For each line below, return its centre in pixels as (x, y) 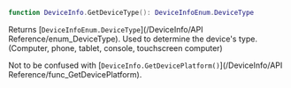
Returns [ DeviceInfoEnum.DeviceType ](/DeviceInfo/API (106, 29)
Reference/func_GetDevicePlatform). (75, 74)
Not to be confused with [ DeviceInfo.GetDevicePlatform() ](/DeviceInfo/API (145, 65)
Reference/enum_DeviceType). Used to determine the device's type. (133, 39)
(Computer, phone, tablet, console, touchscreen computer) (115, 48)
